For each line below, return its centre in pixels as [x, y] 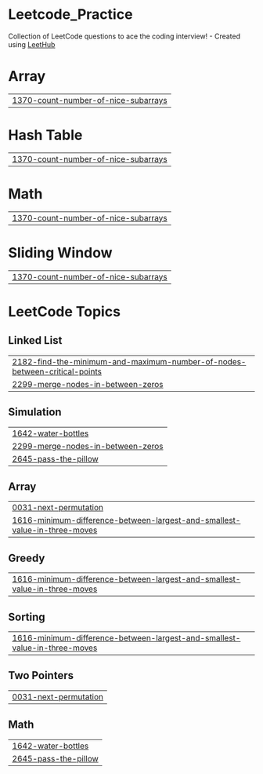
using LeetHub [32, 44]
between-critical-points [57, 371]
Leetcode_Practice [70, 15]
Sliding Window [60, 252]
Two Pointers [41, 675]
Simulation [35, 413]
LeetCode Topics [65, 311]
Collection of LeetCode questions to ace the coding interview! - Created [124, 36]
